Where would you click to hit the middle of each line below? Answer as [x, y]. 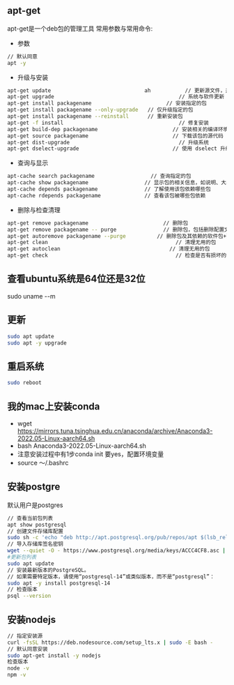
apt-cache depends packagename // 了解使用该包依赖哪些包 [109, 189]
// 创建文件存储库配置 [36, 531]
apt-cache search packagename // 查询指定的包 [99, 176]
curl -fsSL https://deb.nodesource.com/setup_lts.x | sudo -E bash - [110, 642]
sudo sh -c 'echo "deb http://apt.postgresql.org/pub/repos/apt [102, 538]
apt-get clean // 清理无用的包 [112, 243]
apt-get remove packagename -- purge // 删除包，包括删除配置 [116, 229]
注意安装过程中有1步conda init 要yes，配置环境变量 [91, 454]
